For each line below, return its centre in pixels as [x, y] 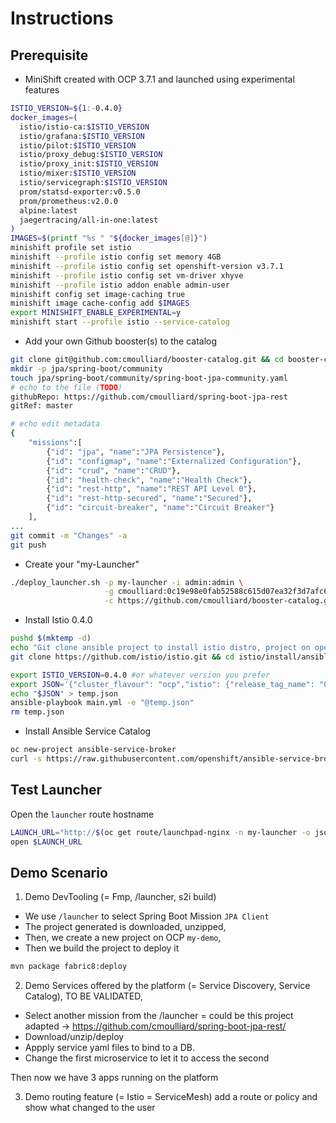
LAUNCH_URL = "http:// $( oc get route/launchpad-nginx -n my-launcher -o [160, 832]
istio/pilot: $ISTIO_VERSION [78, 145]
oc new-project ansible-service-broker [93, 750]
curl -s [26, 759]
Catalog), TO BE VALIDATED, [83, 996]
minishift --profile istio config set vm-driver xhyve [127, 275]
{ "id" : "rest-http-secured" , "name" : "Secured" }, [149, 498]
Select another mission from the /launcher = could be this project [159, 1016]
